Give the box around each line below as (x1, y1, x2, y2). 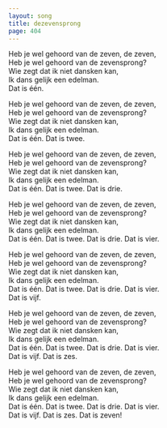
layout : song (8, 11, 52, 20)
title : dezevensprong (8, 19, 81, 28)
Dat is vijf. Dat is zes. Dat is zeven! (8, 410, 123, 420)
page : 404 (8, 27, 42, 35)
